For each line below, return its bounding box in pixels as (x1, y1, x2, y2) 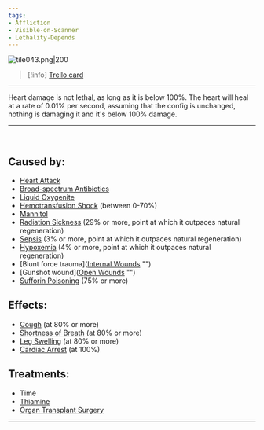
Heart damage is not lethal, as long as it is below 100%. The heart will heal (8, 93, 249, 102)
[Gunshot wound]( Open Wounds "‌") (19, 268, 136, 277)
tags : (8, 11, 26, 20)
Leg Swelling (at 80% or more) (19, 336, 119, 346)
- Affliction (8, 19, 51, 27)
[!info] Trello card (27, 70, 84, 79)
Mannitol (19, 209, 49, 219)
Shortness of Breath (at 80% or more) (19, 328, 143, 337)
